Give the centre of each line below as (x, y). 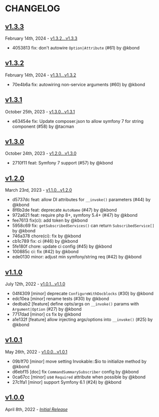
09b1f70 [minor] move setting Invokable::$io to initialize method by (79, 361)
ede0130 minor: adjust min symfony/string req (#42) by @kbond (77, 257)
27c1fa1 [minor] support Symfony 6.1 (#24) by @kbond (67, 382)
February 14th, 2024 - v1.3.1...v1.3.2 (41, 75)
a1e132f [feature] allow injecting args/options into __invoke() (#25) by (82, 320)
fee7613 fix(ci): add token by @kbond (50, 220)
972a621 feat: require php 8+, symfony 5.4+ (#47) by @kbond (75, 215)
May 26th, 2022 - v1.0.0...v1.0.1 (36, 352)
